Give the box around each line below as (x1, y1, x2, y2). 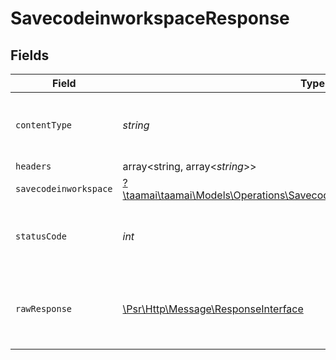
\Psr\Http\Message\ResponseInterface (122, 302, 304, 316)
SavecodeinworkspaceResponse (10, 7, 290, 30)
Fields (10, 47, 50, 64)
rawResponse (15, 303, 73, 314)
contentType (15, 120, 73, 131)
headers (15, 161, 52, 172)
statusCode (15, 231, 67, 242)
